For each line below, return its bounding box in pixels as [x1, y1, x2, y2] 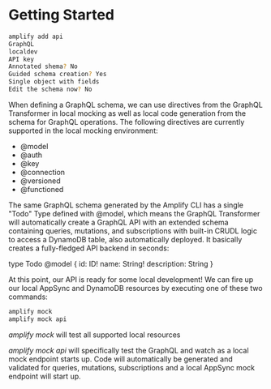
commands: [8, 292, 49, 301]
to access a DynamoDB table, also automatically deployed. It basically [8, 234, 243, 244]
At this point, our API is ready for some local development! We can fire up [8, 274, 254, 284]
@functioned [19, 184, 64, 194]
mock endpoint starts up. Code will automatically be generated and [8, 354, 233, 364]
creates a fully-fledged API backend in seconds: [8, 243, 170, 253]
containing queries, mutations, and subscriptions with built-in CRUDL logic [8, 225, 258, 236]
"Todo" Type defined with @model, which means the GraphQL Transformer [8, 208, 260, 218]
